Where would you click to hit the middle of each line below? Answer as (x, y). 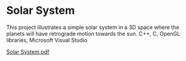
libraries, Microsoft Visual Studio (47, 40)
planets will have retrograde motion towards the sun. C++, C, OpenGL (93, 33)
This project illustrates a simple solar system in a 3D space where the (93, 27)
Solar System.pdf (28, 51)
